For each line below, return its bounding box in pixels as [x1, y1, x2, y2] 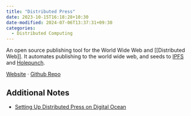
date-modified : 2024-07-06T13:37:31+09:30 [6, 19, 113, 25]
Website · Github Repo [6, 71, 61, 78]
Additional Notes [6, 88, 70, 98]
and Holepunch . [6, 59, 46, 67]
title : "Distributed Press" [6, 8, 76, 15]
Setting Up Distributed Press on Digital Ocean [14, 103, 126, 110]
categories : [6, 25, 36, 31]
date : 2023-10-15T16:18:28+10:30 [6, 14, 89, 20]
